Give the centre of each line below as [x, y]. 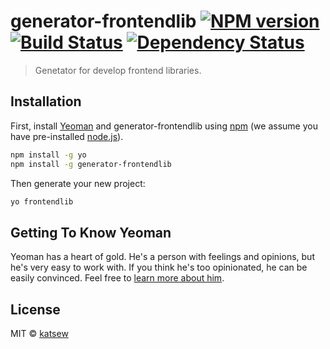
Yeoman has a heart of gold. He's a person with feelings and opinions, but [162, 257]
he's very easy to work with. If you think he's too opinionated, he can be [159, 267]
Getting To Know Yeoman [91, 232]
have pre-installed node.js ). [67, 136]
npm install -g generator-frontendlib [91, 164]
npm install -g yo [48, 155]
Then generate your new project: [78, 183]
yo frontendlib [42, 201]
